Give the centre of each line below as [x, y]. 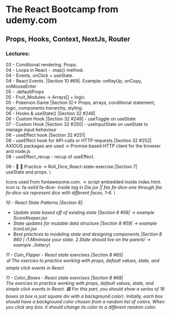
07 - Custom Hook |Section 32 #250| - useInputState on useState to [77, 124]
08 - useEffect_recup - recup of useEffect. [50, 156]
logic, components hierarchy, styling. [44, 108]
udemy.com [31, 20]
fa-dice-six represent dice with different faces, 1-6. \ [61, 193]
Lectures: [18, 54]
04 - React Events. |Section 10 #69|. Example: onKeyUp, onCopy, [74, 81]
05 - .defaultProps [25, 91]
